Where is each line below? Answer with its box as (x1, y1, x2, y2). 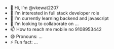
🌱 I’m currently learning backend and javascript (10, 15, 109, 21)
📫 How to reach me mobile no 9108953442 (10, 26, 102, 32)
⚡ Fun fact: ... (10, 39, 38, 45)
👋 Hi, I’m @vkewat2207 (10, 5, 59, 10)
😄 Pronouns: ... (10, 33, 43, 39)
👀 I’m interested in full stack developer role (10, 10, 100, 16)
